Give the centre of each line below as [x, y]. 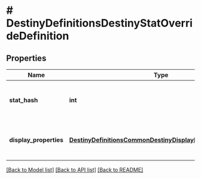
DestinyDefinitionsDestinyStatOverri [100, 23]
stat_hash [24, 100]
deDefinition [38, 36]
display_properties [36, 140]
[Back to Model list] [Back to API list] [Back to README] [75, 170]
